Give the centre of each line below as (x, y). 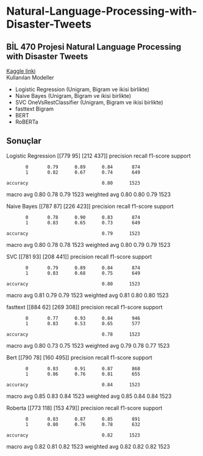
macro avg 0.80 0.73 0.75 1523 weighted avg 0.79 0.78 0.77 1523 (88, 345)
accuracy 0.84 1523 (73, 384)
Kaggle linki (21, 71)
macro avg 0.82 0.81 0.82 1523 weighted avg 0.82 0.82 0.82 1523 (88, 446)
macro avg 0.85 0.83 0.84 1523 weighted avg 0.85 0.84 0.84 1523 (89, 396)
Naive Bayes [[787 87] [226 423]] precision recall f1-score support (90, 206)
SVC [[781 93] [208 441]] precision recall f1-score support (79, 256)
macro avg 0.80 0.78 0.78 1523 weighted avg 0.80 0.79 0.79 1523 (88, 245)
